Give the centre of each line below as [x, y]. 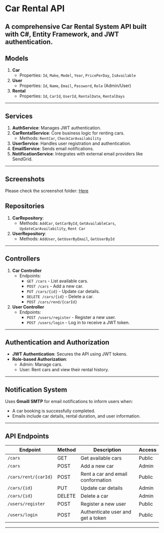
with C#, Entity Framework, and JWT [62, 34]
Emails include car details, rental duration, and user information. [76, 416]
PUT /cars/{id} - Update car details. [63, 291]
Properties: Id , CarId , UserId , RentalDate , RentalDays [72, 96]
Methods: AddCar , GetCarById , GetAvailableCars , [68, 223]
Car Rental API [35, 9]
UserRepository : [29, 233]
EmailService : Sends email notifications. [53, 149]
